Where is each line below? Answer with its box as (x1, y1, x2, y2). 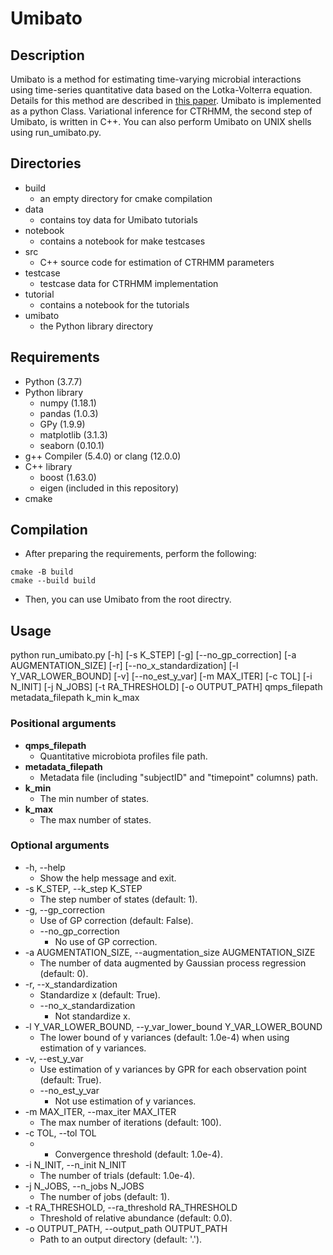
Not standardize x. (54, 1010, 131, 1022)
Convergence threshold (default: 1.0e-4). (54, 1148, 223, 1160)
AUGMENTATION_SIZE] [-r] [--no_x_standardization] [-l (10, 660, 239, 672)
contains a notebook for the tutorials (39, 298, 190, 311)
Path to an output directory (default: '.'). (39, 1233, 203, 1245)
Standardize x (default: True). (39, 988, 161, 1001)
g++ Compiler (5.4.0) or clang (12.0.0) (24, 450, 182, 462)
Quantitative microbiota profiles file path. (39, 750, 208, 762)
